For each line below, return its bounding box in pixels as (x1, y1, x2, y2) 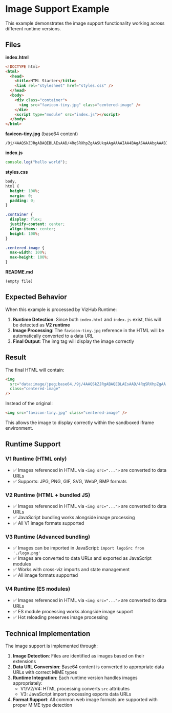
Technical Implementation (5, 629, 91, 638)
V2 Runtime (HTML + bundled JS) (5, 491, 91, 499)
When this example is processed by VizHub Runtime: (5, 306, 117, 313)
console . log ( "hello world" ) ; (5, 160, 68, 165)
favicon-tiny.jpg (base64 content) (5, 131, 78, 137)
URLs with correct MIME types (12, 669, 77, 675)
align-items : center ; (10, 226, 56, 231)
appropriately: (12, 680, 42, 686)
